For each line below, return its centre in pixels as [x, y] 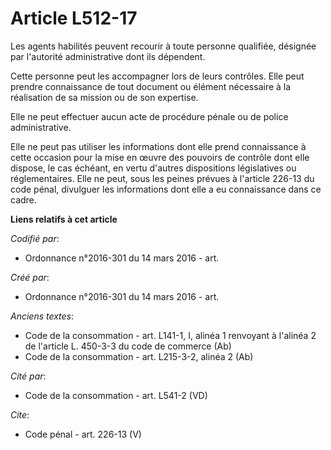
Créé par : [30, 277]
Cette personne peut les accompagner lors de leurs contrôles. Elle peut [157, 76]
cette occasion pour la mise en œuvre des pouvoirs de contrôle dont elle [160, 157]
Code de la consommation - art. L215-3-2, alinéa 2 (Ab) [139, 356]
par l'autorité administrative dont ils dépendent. [108, 56]
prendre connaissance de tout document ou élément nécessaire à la [151, 86]
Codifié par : [35, 238]
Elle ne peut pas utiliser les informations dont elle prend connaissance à [158, 146]
